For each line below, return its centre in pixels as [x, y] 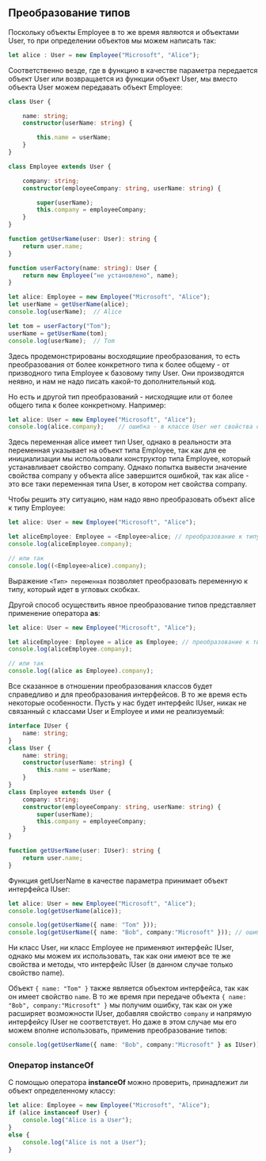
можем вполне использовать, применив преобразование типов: [118, 1030]
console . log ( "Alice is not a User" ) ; [85, 1142]
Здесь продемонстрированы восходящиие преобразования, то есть [124, 356]
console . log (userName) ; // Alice [65, 312]
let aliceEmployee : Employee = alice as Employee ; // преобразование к [129, 642]
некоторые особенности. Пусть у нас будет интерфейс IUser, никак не [127, 703]
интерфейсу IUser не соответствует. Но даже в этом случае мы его [123, 1022]
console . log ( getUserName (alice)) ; [65, 911]
